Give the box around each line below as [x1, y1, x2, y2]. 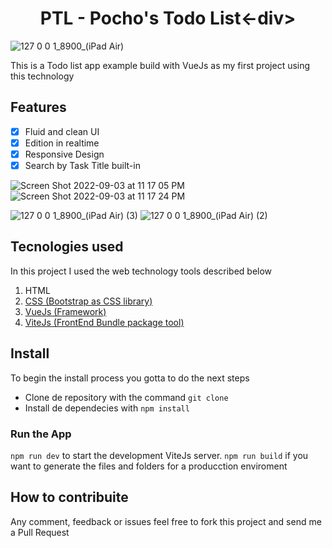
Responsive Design [24, 148, 105, 160]
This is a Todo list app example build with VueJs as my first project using [10, 59, 311, 71]
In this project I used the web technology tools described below [10, 265, 273, 277]
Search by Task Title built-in [24, 159, 141, 171]
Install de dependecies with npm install [24, 402, 190, 414]
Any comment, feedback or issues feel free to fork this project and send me [10, 515, 322, 527]
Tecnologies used [10, 238, 124, 256]
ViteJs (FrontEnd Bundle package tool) [24, 316, 185, 328]
